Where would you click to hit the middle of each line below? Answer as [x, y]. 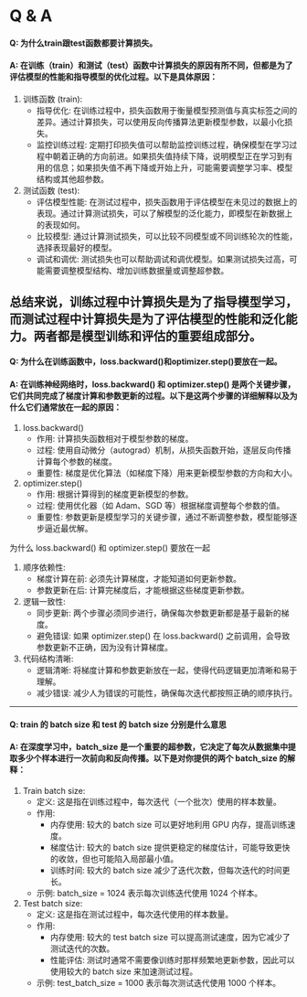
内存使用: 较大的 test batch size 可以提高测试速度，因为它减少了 [170, 937]
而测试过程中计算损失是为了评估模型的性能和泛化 [148, 320]
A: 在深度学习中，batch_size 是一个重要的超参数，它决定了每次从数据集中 [149, 747]
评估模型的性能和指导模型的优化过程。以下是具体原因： [113, 77]
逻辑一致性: [44, 602]
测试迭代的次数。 [82, 949]
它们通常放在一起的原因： [73, 407]
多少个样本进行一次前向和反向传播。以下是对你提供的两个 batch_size [147, 758]
